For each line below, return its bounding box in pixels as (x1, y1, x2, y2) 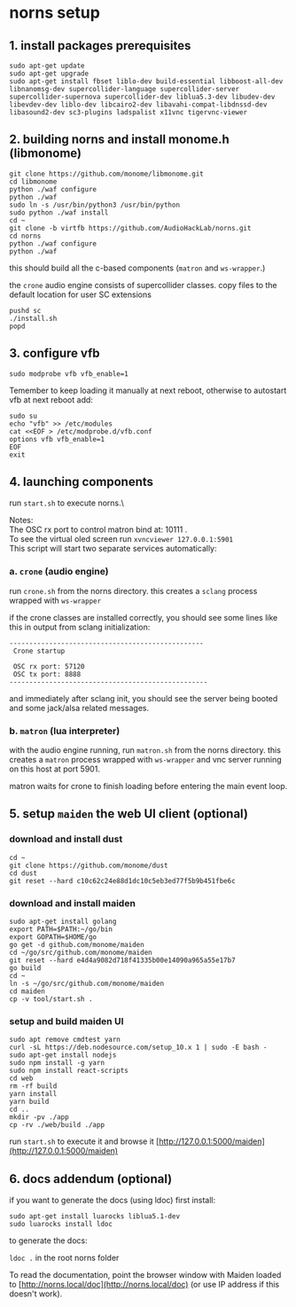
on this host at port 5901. (9, 763, 100, 774)
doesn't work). (9, 1288, 63, 1299)
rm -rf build (9, 1082, 58, 1091)
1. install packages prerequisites (9, 38, 191, 53)
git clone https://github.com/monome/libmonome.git (9, 169, 204, 178)
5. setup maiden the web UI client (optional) (9, 806, 248, 822)
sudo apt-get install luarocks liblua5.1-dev (9, 1212, 180, 1221)
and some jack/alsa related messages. (9, 702, 150, 713)
